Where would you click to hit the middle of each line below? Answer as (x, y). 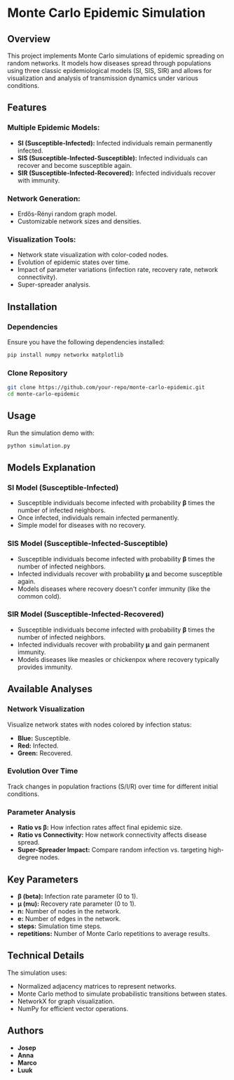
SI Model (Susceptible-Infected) (63, 488)
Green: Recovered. (45, 753)
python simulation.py (39, 445)
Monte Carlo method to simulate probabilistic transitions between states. (122, 994)
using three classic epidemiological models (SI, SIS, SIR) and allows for (110, 71)
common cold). (39, 596)
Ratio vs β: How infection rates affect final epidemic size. (100, 828)
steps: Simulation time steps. (60, 926)
